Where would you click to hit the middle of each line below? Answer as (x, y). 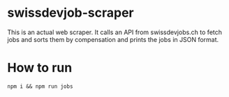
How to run (40, 68)
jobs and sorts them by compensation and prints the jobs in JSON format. (113, 39)
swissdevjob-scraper (71, 13)
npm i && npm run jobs (40, 86)
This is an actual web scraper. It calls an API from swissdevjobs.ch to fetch (114, 32)
